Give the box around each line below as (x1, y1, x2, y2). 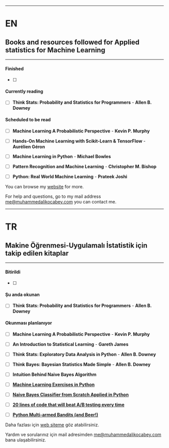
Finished (5, 65, 24, 71)
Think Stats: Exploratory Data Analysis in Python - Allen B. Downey (12, 351, 156, 357)
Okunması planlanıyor (5, 320, 52, 326)
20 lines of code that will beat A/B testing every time (12, 402, 125, 408)
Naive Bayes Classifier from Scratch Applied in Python (12, 392, 129, 398)
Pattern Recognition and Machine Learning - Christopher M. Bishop (12, 163, 157, 169)
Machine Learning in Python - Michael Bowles (12, 153, 111, 159)
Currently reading (5, 88, 44, 94)
